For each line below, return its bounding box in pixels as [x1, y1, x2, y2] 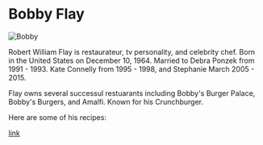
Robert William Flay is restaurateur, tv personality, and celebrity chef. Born [8, 47, 256, 56]
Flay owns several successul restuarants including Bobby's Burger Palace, [8, 88, 256, 97]
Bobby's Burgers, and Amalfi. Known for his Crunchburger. [8, 97, 204, 106]
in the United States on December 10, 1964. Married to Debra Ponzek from [8, 56, 256, 65]
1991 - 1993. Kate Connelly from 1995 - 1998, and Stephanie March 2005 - [8, 64, 255, 73]
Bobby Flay [8, 5, 85, 23]
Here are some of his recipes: [8, 112, 107, 122]
